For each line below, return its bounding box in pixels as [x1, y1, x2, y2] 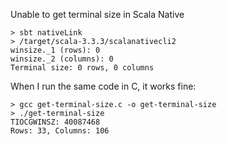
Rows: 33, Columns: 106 [10, 126, 110, 136]
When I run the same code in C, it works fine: [10, 80, 197, 92]
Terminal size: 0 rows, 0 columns [10, 63, 155, 73]
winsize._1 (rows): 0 [10, 45, 101, 55]
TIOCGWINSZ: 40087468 [10, 117, 101, 127]
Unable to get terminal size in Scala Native [10, 9, 185, 20]
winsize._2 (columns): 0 [10, 54, 114, 64]
